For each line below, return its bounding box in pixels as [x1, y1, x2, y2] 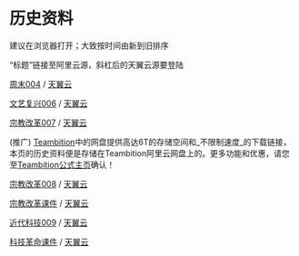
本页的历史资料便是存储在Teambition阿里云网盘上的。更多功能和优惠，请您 [9, 147, 290, 159]
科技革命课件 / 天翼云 [9, 236, 89, 247]
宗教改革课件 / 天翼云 [9, 197, 89, 209]
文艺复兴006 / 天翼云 [9, 97, 88, 109]
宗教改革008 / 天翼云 [9, 178, 88, 189]
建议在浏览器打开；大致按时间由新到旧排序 [9, 40, 169, 51]
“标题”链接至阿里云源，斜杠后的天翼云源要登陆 [9, 59, 184, 70]
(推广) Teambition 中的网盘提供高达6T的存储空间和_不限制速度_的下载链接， [9, 136, 292, 147]
